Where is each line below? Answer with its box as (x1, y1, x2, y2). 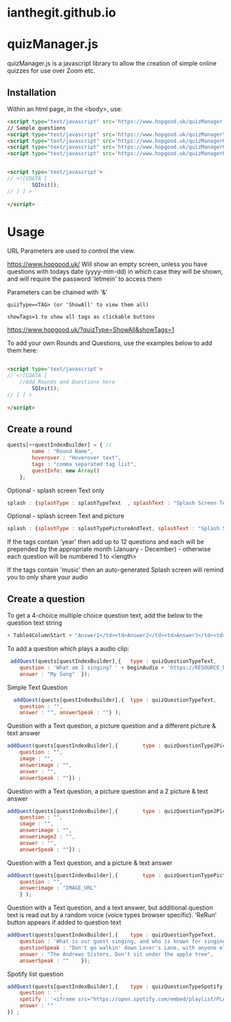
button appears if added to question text (7, 919, 122, 927)
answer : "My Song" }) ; (19, 670, 91, 677)
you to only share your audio (7, 573, 88, 581)
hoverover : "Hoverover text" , (32, 454, 122, 461)
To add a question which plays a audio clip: (7, 645, 129, 652)
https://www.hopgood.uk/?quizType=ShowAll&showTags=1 (7, 325, 175, 334)
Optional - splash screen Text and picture (7, 512, 125, 520)
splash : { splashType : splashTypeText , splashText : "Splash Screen (7, 499, 217, 506)
